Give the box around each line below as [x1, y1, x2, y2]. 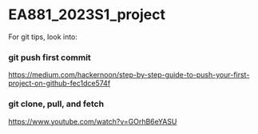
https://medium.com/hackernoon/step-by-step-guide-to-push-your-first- [8, 70, 250, 80]
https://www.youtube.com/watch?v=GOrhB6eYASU [8, 116, 177, 126]
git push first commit [8, 52, 92, 63]
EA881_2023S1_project [8, 6, 166, 24]
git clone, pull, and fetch [8, 98, 105, 109]
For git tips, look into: [8, 32, 78, 41]
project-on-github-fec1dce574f [8, 78, 111, 89]
